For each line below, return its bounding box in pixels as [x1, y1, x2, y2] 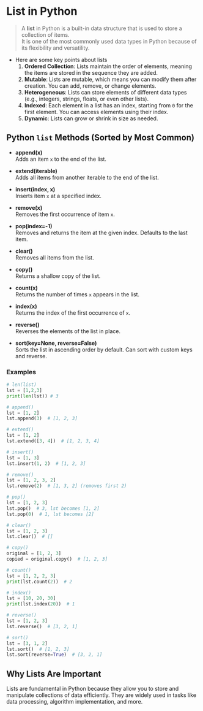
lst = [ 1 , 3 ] [6, 455, 40, 461]
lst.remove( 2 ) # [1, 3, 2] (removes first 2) [6, 483, 127, 489]
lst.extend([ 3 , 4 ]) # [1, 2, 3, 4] [6, 438, 100, 444]
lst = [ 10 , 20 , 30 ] [6, 595, 56, 602]
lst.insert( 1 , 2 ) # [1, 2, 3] [6, 460, 86, 467]
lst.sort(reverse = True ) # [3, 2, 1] [6, 651, 103, 658]
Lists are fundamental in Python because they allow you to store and [6, 685, 179, 693]
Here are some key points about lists [15, 56, 108, 63]
